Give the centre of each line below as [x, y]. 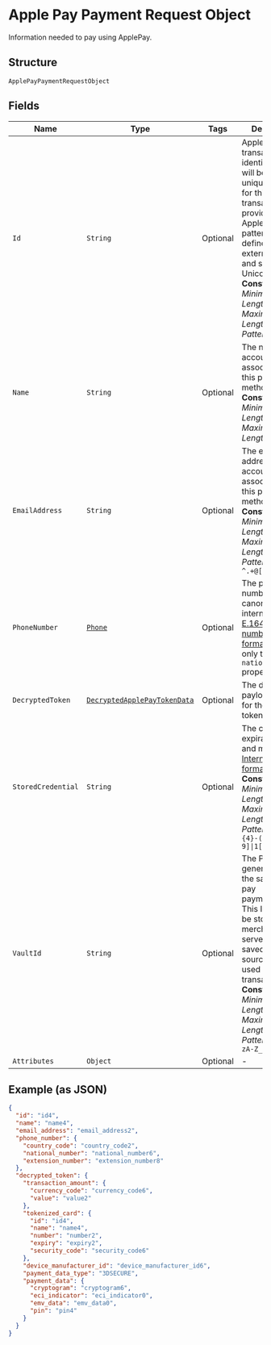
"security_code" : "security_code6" [90, 1251]
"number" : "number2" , [66, 1236]
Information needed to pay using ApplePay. [80, 37]
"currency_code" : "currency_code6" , [91, 1191]
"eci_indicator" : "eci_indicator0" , [91, 1296]
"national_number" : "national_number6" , [92, 1153]
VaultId [27, 953]
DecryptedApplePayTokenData [140, 700]
